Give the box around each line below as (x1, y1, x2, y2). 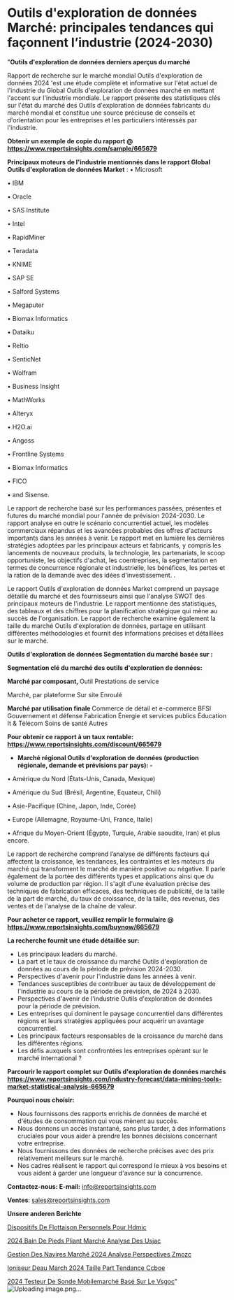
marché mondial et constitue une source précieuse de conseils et (7, 108, 196, 117)
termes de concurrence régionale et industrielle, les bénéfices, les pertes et (7, 563, 226, 571)
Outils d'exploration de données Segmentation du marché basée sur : (7, 650, 213, 658)
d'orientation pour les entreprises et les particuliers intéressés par (7, 115, 198, 124)
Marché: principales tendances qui (7, 20, 214, 36)
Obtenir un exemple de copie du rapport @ (7, 136, 133, 145)
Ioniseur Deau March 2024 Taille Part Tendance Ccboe (7, 1264, 166, 1272)
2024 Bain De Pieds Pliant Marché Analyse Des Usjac (7, 1236, 161, 1245)
